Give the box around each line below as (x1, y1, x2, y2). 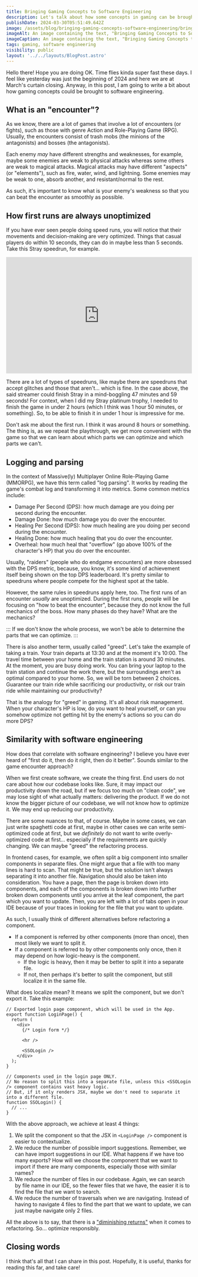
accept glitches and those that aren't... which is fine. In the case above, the (6, 385, 189, 392)
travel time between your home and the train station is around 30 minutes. (6, 656, 186, 663)
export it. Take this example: (6, 994, 75, 1002)
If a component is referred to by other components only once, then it (14, 945, 181, 952)
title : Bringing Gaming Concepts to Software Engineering (6, 8, 151, 15)
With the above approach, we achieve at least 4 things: (6, 1120, 140, 1127)
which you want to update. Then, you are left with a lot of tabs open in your (6, 897, 189, 905)
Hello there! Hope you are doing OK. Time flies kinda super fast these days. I (6, 69, 192, 76)
